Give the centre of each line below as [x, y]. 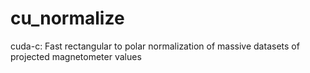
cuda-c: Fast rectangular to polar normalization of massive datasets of [155, 46]
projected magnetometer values [76, 56]
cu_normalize [67, 18]
